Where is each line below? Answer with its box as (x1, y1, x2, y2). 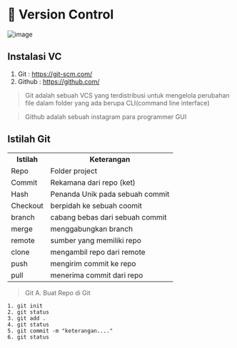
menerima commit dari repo (50, 270, 143, 280)
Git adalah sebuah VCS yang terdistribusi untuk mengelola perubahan (24, 91, 230, 99)
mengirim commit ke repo (50, 258, 136, 268)
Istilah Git (7, 133, 51, 145)
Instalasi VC (7, 51, 62, 63)
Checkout (11, 200, 44, 210)
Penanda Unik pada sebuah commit (50, 189, 170, 199)
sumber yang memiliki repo (50, 235, 141, 245)
